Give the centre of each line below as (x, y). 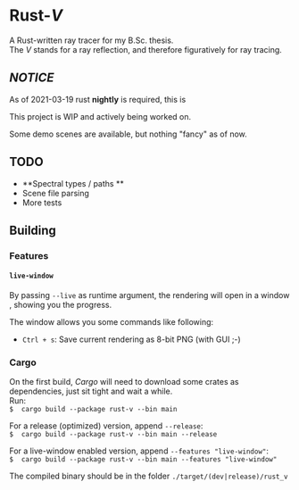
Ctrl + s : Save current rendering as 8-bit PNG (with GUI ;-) (131, 339)
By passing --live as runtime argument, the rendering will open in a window (149, 295)
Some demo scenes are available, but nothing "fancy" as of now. (128, 134)
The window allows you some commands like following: (112, 322)
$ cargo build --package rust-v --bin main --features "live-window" (143, 460)
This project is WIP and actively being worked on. (100, 116)
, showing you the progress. (61, 305)
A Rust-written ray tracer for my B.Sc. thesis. (91, 40)
